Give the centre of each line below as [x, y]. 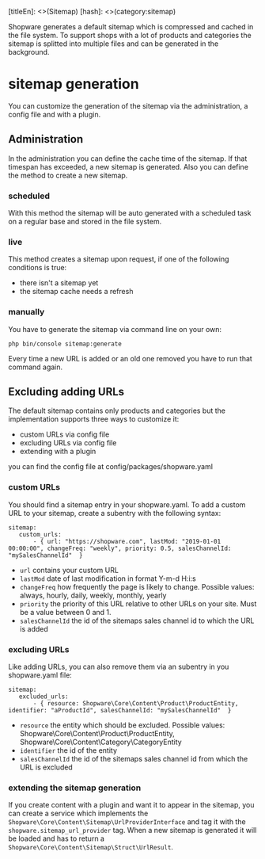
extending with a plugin [58, 452]
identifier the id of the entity [68, 750]
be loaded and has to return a [57, 838]
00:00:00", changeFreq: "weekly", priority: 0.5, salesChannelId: [120, 548]
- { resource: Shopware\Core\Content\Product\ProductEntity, [136, 704]
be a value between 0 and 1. [66, 612]
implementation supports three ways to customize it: [94, 419]
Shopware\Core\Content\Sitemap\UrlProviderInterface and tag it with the [127, 822]
